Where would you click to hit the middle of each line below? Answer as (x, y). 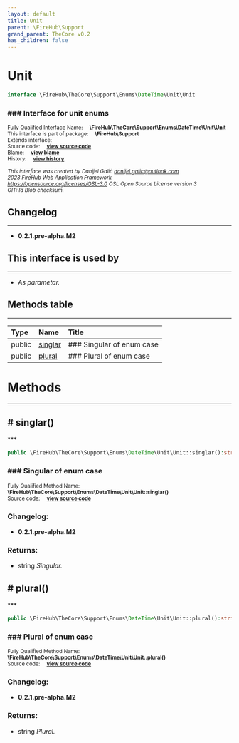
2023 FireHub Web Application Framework (60, 178)
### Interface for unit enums (58, 113)
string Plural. (36, 731)
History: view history (36, 159)
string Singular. (40, 566)
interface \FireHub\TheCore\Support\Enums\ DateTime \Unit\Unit (101, 95)
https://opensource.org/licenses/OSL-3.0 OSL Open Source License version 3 (102, 184)
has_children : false (38, 41)
